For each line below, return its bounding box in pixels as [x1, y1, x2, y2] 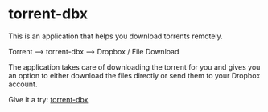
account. [8, 79, 38, 89]
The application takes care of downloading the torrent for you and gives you [8, 62, 261, 72]
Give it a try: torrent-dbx [8, 94, 89, 104]
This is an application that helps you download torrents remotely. [8, 31, 223, 41]
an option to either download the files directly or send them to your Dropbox [8, 70, 261, 80]
